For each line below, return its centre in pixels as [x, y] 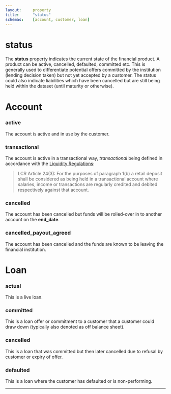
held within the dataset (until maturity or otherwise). [60, 86]
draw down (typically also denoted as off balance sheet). [65, 327]
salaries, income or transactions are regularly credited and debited [88, 184]
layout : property [28, 10]
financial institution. [26, 249]
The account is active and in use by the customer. [58, 134]
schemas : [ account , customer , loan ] [48, 19]
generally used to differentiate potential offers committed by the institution [83, 70]
